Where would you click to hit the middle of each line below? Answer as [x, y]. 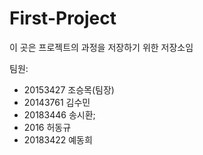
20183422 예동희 [58, 139]
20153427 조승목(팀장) [69, 89]
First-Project [63, 18]
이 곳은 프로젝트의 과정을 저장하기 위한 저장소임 [101, 47]
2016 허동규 [47, 127]
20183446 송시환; [59, 114]
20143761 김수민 [57, 102]
